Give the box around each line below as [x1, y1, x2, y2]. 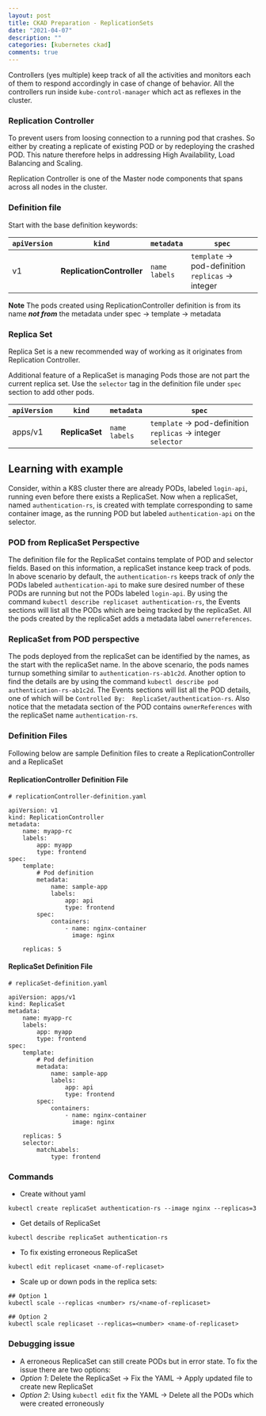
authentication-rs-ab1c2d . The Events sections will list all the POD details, [8, 685, 251, 695]
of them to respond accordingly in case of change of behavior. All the [8, 78, 235, 88]
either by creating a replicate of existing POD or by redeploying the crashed [8, 142, 255, 151]
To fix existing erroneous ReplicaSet [19, 1248, 138, 1257]
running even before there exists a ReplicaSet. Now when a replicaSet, [8, 492, 238, 501]
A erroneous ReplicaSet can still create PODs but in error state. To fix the [19, 1357, 258, 1366]
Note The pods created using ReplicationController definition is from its [8, 300, 241, 310]
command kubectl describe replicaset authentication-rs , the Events [8, 597, 241, 607]
